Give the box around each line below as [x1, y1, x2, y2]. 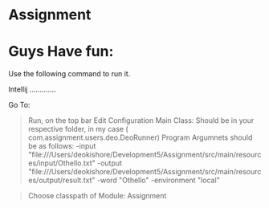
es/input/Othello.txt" [27, 158, 96, 168]
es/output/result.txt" [27, 175, 96, 186]
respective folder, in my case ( [27, 124, 128, 134]
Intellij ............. [8, 84, 56, 94]
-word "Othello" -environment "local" [96, 175, 221, 186]
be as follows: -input [27, 141, 96, 151]
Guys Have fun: [8, 43, 114, 61]
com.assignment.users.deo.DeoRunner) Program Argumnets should [27, 133, 253, 142]
